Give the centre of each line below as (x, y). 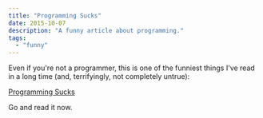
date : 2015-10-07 (37, 23)
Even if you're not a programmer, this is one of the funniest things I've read (132, 68)
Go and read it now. (40, 108)
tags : (17, 38)
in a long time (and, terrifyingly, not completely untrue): (99, 77)
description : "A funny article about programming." (96, 30)
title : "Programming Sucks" (55, 16)
